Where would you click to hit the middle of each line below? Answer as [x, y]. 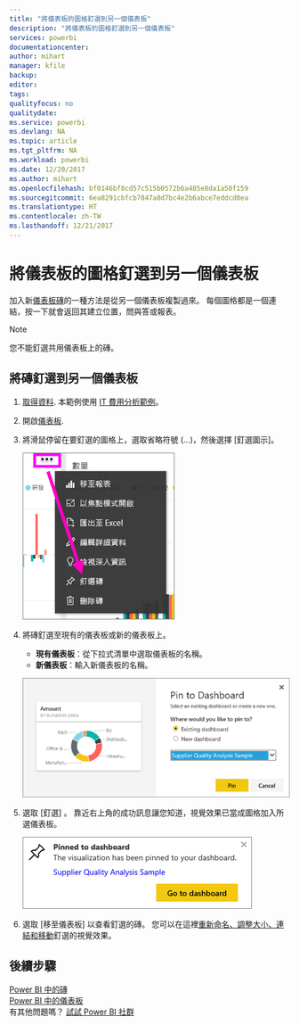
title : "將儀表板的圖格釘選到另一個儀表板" [80, 19]
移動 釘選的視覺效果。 [77, 935]
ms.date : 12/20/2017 [48, 169]
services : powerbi [43, 37]
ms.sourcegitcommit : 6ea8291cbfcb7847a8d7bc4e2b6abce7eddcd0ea [129, 198]
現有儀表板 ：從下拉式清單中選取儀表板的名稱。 [121, 653]
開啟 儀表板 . [43, 420]
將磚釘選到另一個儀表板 [73, 379]
